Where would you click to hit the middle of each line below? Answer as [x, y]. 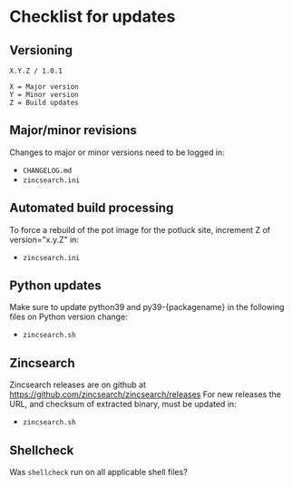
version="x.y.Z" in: [44, 239]
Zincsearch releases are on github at [78, 385]
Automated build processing [92, 208]
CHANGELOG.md [47, 170]
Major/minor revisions [73, 130]
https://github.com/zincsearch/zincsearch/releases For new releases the [145, 394]
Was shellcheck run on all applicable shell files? [98, 472]
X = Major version [44, 87]
